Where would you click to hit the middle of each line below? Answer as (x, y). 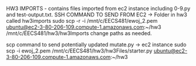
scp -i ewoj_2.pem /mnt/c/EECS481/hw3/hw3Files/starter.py (79, 51)
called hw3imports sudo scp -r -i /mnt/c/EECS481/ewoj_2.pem (82, 21)
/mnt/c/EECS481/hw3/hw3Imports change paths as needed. (79, 33)
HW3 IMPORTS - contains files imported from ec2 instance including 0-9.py (98, 8)
